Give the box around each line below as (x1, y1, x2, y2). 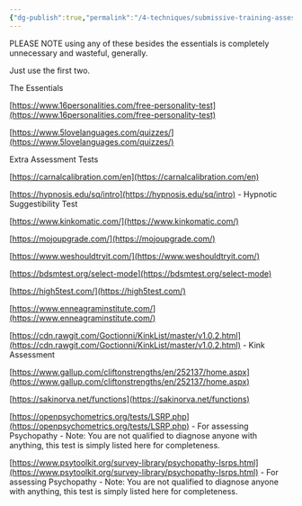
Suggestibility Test (9, 198, 78, 209)
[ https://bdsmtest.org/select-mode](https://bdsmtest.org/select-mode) (9, 267, 272, 279)
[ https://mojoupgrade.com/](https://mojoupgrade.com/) (9, 233, 216, 244)
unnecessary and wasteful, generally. (9, 47, 148, 59)
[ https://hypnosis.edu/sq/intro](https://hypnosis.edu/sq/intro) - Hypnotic (9, 188, 278, 199)
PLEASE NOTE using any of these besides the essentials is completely (9, 38, 270, 49)
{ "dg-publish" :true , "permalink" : (9, 13, 135, 23)
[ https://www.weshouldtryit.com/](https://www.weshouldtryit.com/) (9, 250, 261, 261)
